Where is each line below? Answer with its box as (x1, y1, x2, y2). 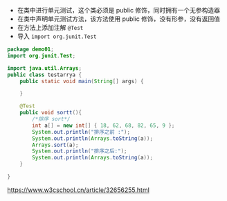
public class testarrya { (7, 71, 82, 78)
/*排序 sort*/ (32, 116, 71, 123)
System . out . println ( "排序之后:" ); (32, 148, 127, 155)
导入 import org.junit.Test (17, 32, 97, 40)
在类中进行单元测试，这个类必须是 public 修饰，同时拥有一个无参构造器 (17, 6, 220, 14)
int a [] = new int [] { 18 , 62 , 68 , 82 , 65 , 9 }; (32, 122, 175, 129)
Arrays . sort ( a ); (32, 141, 79, 148)
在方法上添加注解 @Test (17, 24, 84, 31)
